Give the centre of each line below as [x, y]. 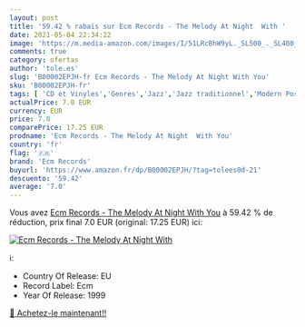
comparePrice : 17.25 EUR [56, 128]
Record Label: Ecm [58, 286]
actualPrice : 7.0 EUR [50, 102]
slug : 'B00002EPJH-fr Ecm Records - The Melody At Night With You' [140, 77]
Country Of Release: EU [67, 276]
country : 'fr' [36, 144]
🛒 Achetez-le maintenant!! [58, 313]
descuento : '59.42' [46, 178]
